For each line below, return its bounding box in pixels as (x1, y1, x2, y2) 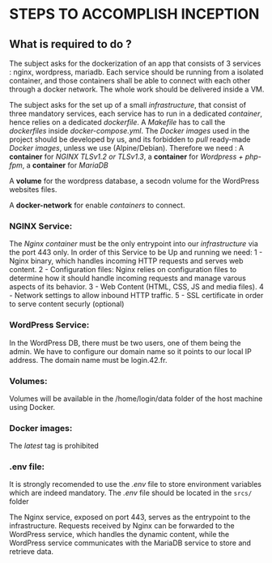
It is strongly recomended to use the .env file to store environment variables (9, 480, 262, 489)
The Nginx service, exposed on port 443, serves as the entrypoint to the (9, 512, 251, 522)
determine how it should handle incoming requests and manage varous (9, 273, 246, 284)
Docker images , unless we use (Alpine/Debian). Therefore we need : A (9, 143, 244, 152)
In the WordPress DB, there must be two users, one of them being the (9, 338, 241, 348)
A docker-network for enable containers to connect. (9, 200, 185, 210)
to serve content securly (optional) (9, 299, 125, 309)
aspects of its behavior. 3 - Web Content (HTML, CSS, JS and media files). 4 (9, 282, 264, 292)
